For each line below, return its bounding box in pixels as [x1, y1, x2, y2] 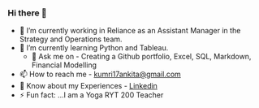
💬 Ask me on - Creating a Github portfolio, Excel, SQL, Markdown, [31, 52, 252, 62]
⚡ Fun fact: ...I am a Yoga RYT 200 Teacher [19, 90, 164, 100]
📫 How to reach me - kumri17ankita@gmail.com [19, 69, 182, 80]
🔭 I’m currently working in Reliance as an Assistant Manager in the [19, 26, 241, 36]
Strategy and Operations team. [19, 34, 123, 44]
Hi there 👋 [7, 7, 48, 19]
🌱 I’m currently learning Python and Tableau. [19, 43, 169, 53]
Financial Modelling [31, 60, 97, 70]
